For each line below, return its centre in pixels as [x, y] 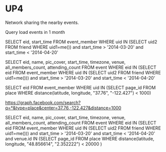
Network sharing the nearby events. [42, 22]
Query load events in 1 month [35, 32]
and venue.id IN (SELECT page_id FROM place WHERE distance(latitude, [80, 139]
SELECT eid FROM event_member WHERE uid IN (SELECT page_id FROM [81, 87]
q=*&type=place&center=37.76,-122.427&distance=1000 [63, 108]
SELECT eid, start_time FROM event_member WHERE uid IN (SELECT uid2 [81, 42]
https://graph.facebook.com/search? [43, 102]
